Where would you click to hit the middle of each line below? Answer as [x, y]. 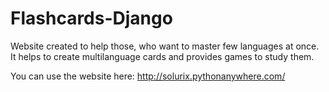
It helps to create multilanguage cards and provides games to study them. [162, 56]
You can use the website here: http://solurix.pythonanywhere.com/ [148, 76]
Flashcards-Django [91, 18]
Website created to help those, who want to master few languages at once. [165, 46]
